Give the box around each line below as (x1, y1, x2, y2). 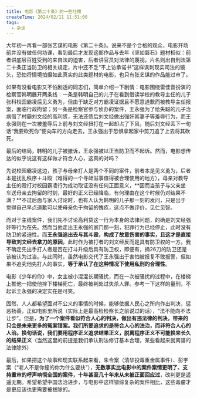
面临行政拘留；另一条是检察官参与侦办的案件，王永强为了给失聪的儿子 (16, 106, 186, 113)
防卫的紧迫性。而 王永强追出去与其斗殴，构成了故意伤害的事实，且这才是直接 (6, 231, 191, 238)
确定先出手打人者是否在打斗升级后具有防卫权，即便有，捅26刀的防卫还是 (11, 246, 188, 253)
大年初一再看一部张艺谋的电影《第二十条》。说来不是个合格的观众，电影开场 (6, 42, 189, 49)
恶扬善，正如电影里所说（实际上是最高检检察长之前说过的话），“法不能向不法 (6, 308, 191, 315)
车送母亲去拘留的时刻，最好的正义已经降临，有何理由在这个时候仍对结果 (6, 189, 181, 197)
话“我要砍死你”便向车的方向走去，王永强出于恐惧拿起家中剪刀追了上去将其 (6, 127, 186, 135)
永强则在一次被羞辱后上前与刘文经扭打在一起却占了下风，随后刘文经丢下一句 (6, 120, 191, 127)
